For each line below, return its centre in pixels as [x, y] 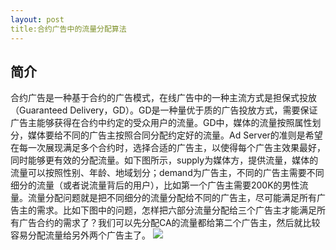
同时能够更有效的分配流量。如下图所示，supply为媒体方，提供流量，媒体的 [164, 160]
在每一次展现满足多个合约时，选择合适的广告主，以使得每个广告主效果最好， [168, 148]
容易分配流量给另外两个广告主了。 [80, 235]
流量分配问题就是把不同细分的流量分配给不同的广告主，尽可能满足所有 [172, 198]
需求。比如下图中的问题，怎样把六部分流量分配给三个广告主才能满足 [176, 210]
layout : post [37, 19]
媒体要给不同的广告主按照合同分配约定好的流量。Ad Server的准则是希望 [175, 135]
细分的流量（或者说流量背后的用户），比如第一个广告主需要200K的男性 [155, 185]
